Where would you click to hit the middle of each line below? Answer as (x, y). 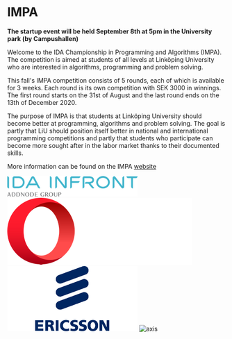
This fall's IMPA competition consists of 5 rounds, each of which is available (116, 80)
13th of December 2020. (42, 102)
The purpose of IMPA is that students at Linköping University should (105, 116)
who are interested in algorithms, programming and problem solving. (105, 67)
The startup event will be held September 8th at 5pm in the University (110, 31)
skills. (15, 153)
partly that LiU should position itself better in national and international (108, 131)
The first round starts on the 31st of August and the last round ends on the (114, 95)
